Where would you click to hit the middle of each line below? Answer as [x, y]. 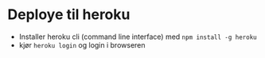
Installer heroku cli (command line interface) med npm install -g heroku [138, 37]
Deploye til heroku [69, 15]
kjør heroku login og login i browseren [82, 44]
